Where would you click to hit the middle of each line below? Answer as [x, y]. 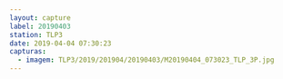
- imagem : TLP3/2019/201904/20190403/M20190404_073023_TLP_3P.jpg [146, 60]
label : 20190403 [40, 26]
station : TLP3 [36, 35]
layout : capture [40, 18]
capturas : [28, 52]
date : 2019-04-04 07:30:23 [61, 43]
